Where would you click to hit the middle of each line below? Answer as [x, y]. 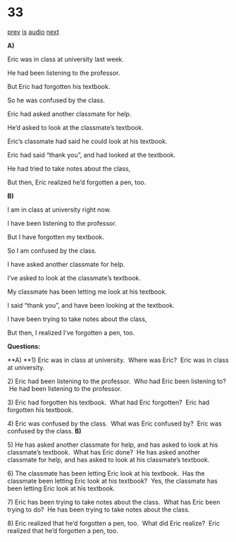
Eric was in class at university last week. [66, 59]
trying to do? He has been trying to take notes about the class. [99, 510]
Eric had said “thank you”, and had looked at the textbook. [92, 155]
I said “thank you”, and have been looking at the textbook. [91, 305]
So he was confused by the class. [56, 100]
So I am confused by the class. [52, 251]
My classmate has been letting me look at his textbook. [87, 291]
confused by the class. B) [44, 430]
